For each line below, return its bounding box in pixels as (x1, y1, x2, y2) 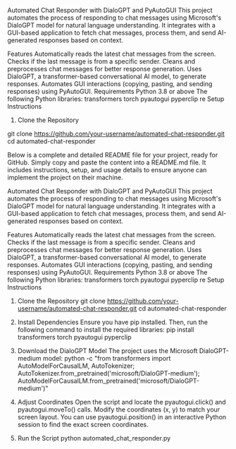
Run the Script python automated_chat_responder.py (17, 434, 171, 442)
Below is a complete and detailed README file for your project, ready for (7, 151, 218, 159)
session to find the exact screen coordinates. (17, 420, 149, 429)
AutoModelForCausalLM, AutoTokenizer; (17, 361, 135, 370)
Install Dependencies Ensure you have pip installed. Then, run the (17, 318, 208, 326)
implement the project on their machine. (7, 173, 123, 181)
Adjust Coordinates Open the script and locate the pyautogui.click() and (17, 398, 227, 406)
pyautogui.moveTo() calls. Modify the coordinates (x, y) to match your (17, 405, 221, 414)
